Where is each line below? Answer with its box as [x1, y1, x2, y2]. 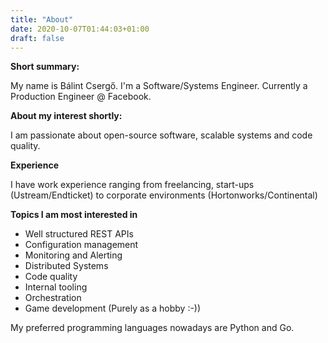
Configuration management [24, 239, 139, 251]
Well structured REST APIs [24, 228, 134, 240]
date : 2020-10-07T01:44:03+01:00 [10, 24, 150, 34]
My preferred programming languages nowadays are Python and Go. [10, 322, 295, 334]
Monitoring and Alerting [24, 249, 123, 261]
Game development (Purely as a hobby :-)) [24, 302, 202, 315]
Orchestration [24, 292, 82, 304]
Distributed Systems [24, 260, 109, 272]
